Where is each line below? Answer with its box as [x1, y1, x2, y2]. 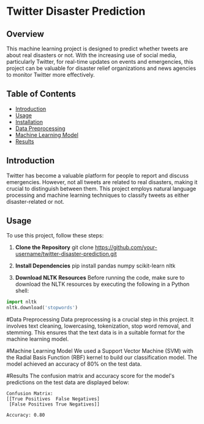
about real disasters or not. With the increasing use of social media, [6, 52, 177, 59]
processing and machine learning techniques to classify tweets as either [6, 191, 189, 199]
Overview [6, 29, 45, 39]
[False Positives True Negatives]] [9, 401, 100, 407]
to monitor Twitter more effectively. [6, 71, 95, 78]
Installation [15, 118, 43, 125]
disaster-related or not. [6, 198, 64, 205]
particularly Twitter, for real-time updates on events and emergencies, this [6, 58, 194, 65]
